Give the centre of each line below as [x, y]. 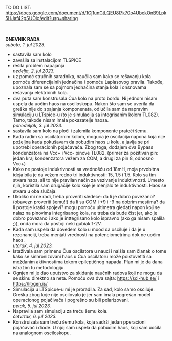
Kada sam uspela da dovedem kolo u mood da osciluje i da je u [79, 229]
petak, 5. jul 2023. [32, 306]
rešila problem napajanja [39, 65]
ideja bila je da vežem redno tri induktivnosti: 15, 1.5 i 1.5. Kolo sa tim [84, 175]
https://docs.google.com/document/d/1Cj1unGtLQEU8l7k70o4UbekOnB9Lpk [86, 13]
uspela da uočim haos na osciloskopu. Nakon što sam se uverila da [83, 104]
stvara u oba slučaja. [35, 191]
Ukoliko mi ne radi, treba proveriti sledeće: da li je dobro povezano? [84, 196]
